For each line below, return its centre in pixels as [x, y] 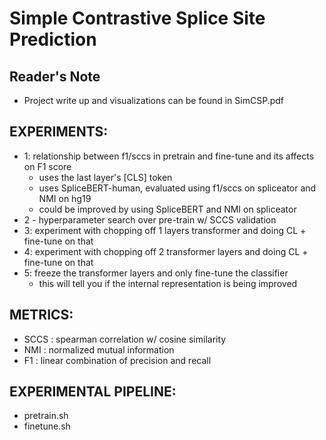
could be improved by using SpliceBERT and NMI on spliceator [167, 209]
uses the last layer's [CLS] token [105, 177]
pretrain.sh [46, 416]
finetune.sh [47, 426]
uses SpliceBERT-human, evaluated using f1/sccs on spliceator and [177, 188]
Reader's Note [55, 76]
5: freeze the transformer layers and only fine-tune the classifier [156, 273]
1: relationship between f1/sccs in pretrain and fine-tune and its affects [169, 156]
